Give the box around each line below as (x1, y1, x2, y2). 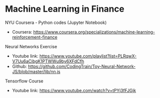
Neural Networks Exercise (5, 43, 57, 49)
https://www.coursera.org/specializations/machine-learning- (33, 29, 155, 35)
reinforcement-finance (12, 34, 57, 40)
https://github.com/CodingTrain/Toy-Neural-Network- (28, 63, 136, 69)
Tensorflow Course (5, 78, 44, 84)
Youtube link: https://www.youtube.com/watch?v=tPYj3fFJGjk (12, 87, 136, 93)
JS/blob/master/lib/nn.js (12, 68, 61, 74)
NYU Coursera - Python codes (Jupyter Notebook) (5, 20, 107, 25)
